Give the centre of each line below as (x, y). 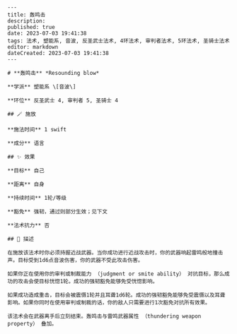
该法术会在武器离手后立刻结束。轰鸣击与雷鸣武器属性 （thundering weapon (104, 316)
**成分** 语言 (26, 143)
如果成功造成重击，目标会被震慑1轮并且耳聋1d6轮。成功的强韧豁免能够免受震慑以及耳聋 (116, 295)
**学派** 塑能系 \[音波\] (42, 87)
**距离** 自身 (26, 184)
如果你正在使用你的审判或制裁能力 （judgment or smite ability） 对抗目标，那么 (116, 274)
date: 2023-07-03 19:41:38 (47, 33)
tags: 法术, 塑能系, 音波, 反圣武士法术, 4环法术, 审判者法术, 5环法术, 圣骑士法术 (118, 41)
